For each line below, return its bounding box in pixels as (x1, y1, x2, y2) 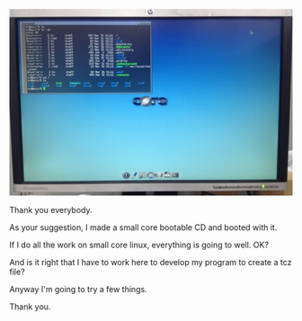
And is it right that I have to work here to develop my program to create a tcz (9, 257, 292, 268)
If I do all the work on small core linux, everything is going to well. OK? (9, 239, 270, 251)
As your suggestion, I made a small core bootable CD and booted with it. (9, 222, 278, 233)
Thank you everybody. (9, 205, 93, 216)
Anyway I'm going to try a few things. (9, 284, 147, 295)
